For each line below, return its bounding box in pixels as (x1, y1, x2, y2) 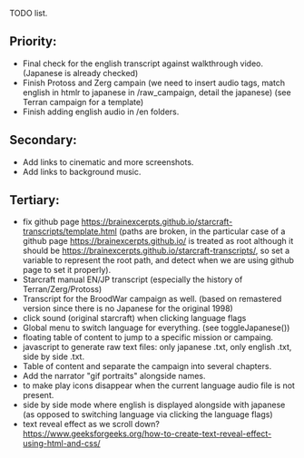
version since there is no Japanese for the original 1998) (22, 303, 233, 314)
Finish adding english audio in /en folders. (22, 106, 180, 117)
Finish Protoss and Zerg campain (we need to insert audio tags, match (22, 77, 286, 88)
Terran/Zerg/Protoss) (22, 284, 103, 295)
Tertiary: (9, 192, 60, 208)
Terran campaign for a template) (22, 96, 144, 107)
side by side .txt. (22, 351, 84, 362)
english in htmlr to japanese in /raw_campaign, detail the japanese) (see (22, 86, 292, 98)
